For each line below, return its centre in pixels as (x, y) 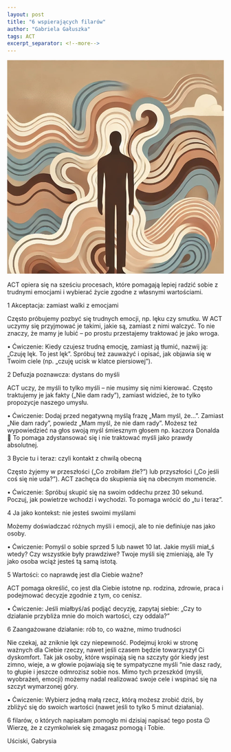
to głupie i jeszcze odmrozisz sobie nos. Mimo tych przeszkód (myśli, (106, 672)
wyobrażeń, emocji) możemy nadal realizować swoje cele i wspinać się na (112, 679)
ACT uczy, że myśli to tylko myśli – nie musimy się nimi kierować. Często (110, 388)
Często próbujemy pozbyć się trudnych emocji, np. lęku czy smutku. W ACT (114, 318)
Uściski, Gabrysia (32, 741)
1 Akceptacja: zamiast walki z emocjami (63, 305)
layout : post (26, 14)
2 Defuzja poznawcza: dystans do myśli (64, 374)
